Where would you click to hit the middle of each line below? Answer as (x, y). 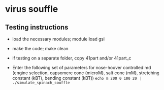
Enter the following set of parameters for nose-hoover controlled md (82, 68)
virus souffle (32, 9)
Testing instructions (37, 27)
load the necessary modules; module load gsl (58, 39)
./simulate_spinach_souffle (41, 83)
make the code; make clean (40, 48)
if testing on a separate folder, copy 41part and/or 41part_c (72, 58)
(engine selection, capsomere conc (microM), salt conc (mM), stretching (86, 73)
